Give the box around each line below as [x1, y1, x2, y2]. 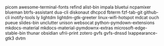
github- [143, 9, 159, 15]
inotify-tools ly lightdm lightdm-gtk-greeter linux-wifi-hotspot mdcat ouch [10, 15, 159, 20]
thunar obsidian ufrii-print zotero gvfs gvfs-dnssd [26, 30, 127, 36]
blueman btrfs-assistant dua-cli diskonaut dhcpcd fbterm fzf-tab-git [5, 9, 143, 15]
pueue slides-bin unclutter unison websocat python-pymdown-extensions [5, 20, 155, 25]
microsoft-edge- [114, 25, 148, 31]
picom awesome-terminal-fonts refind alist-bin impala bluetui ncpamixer [5, 4, 151, 10]
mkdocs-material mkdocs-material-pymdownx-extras [5, 25, 114, 31]
